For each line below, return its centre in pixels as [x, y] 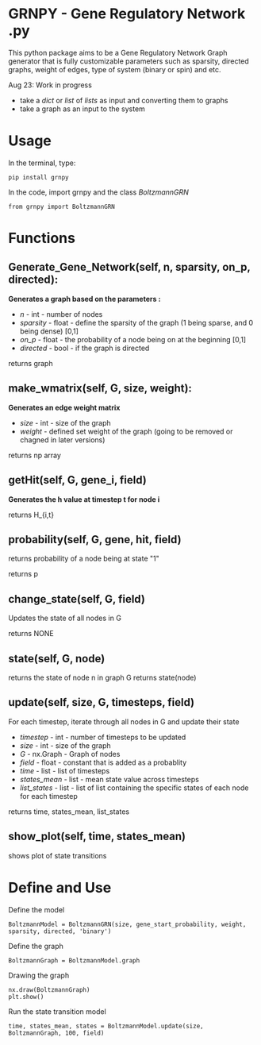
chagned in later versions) [62, 440]
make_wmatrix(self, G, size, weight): [100, 389]
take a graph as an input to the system [82, 109]
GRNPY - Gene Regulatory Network [127, 14]
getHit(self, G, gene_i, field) [77, 480]
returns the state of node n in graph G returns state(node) [102, 677]
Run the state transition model [58, 1011]
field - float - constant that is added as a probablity [103, 762]
